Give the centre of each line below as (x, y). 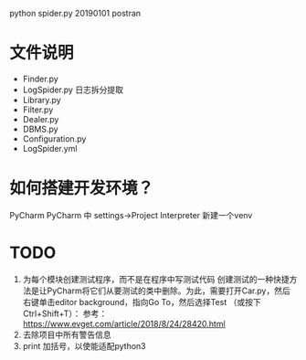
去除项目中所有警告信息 (67, 334)
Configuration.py (54, 138)
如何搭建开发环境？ (82, 189)
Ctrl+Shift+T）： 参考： (65, 313)
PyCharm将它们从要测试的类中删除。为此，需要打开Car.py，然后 (169, 291)
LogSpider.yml (50, 148)
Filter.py (38, 110)
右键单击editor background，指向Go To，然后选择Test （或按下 (142, 302)
